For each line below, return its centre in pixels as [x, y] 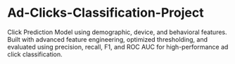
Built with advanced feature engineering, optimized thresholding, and [108, 39]
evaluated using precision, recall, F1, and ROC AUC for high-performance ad [118, 47]
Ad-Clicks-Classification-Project [106, 13]
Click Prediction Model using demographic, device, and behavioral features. [117, 32]
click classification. [35, 54]
